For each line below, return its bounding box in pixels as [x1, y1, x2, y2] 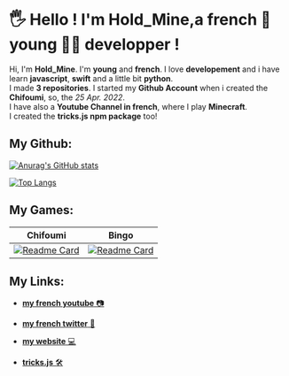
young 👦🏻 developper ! [9, 35, 180, 55]
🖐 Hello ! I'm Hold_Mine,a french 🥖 [9, 10, 272, 30]
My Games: [9, 203, 74, 218]
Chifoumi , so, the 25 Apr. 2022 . [9, 92, 126, 103]
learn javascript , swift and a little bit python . [9, 73, 174, 83]
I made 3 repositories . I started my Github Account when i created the [9, 82, 269, 93]
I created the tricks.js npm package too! [9, 111, 158, 121]
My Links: [9, 273, 65, 288]
